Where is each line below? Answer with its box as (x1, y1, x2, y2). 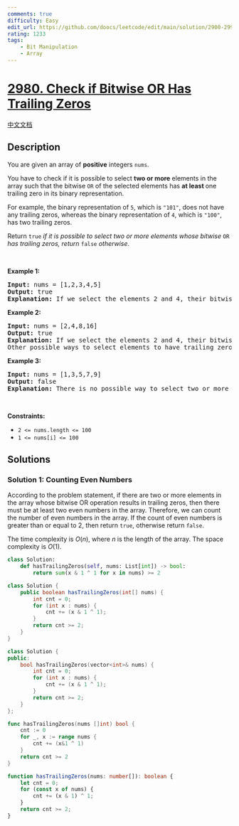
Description (7, 141, 60, 154)
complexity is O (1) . (7, 542, 62, 551)
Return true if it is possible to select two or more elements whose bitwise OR (7, 232, 230, 240)
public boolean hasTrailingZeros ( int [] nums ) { (20, 589, 164, 596)
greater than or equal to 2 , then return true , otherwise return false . (7, 521, 204, 530)
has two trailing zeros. (7, 218, 73, 226)
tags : (7, 37, 23, 44)
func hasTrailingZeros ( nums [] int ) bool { (7, 720, 135, 727)
